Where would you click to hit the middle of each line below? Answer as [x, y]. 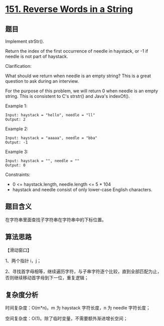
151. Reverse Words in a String [69, 9]
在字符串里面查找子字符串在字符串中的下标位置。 [56, 220]
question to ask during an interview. [42, 81]
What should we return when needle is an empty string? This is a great [78, 76]
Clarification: [18, 66]
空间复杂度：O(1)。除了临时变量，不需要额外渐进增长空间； [66, 318]
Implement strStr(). [25, 41]
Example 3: [17, 152]
